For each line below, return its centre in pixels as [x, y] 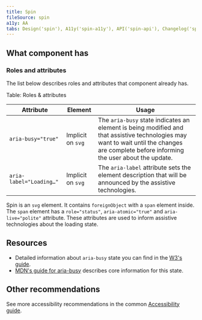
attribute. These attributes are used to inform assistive [110, 218]
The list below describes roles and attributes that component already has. [97, 83]
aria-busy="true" [34, 139]
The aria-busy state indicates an [144, 120]
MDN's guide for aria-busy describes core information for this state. [99, 270]
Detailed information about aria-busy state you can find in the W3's [98, 257]
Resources [27, 243]
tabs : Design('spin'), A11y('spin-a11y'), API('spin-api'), [83, 29]
